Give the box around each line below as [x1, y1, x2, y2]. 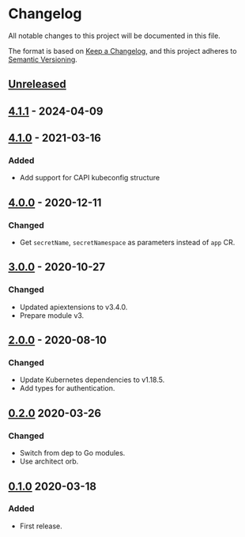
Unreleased [8, 78, 67, 91]
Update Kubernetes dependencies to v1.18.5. [19, 375, 165, 384]
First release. [19, 521, 62, 531]
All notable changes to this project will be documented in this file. [8, 31, 221, 40]
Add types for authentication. [19, 384, 115, 393]
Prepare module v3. [19, 310, 85, 320]
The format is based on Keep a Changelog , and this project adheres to [8, 46, 237, 55]
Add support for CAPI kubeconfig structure [19, 173, 160, 183]
